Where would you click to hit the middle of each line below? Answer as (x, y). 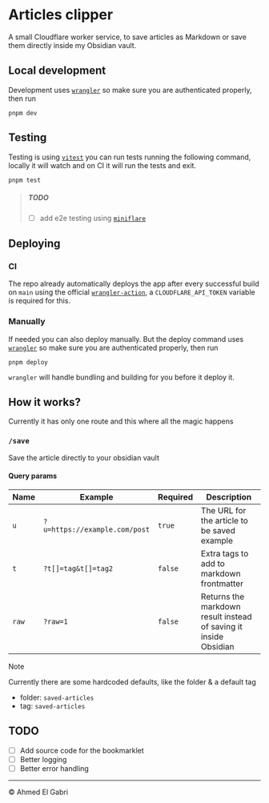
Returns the (223, 596)
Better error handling (54, 768)
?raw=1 (55, 621)
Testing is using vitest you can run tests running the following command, (130, 157)
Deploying (34, 243)
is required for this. (39, 301)
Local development (57, 71)
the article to (224, 520)
